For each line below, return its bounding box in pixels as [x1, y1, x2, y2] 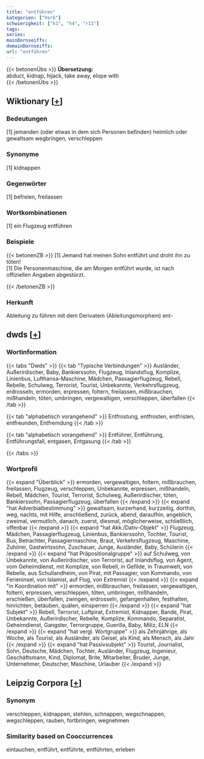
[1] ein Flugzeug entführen [6, 222, 72, 230]
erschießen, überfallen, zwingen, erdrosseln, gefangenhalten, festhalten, [6, 595, 189, 603]
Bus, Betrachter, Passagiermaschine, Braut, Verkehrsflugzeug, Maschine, [6, 537, 190, 544]
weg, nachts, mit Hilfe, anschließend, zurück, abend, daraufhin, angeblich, [6, 511, 193, 518]
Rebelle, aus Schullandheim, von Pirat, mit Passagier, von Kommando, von [6, 569, 192, 576]
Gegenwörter [6, 179, 47, 188]
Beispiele [6, 238, 35, 246]
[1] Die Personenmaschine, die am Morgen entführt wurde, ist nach [6, 264, 175, 272]
